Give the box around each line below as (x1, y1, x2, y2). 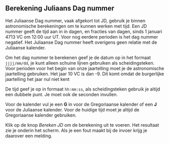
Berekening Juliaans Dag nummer (5, 4, 115, 13)
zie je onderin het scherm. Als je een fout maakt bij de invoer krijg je (5, 127, 147, 133)
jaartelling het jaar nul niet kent (5, 76, 70, 82)
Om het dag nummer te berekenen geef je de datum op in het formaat (5, 54, 151, 61)
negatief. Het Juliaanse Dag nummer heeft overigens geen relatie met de (5, 39, 157, 45)
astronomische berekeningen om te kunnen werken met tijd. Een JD (5, 23, 147, 29)
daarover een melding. (5, 132, 52, 139)
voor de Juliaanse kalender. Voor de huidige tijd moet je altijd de (5, 106, 140, 112)
